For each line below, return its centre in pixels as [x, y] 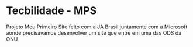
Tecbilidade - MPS [51, 11]
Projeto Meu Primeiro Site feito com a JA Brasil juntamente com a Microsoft [97, 27]
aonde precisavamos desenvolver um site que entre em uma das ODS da [94, 32]
